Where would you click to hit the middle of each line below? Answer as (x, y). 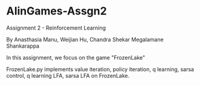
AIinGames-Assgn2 (56, 11)
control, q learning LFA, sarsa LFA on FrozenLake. (68, 75)
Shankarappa (23, 46)
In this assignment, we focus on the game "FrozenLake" (76, 57)
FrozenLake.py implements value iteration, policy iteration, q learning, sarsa (100, 69)
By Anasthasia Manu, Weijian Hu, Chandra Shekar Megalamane (85, 39)
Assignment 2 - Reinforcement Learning (56, 28)
